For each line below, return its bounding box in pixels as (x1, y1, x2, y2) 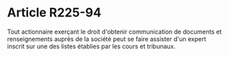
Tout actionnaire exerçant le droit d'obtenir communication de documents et (7, 27, 222, 36)
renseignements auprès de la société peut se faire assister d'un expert (7, 34, 207, 43)
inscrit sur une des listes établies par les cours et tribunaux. (7, 42, 176, 50)
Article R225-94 (7, 5, 101, 21)
